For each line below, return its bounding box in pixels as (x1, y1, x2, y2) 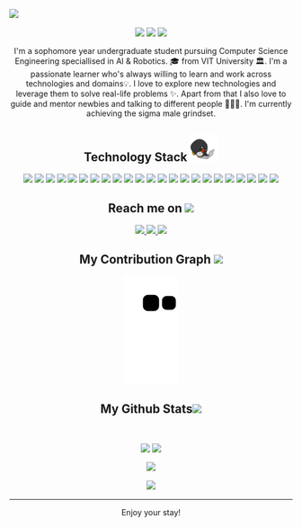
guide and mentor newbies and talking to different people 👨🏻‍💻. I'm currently (10, 99, 292, 109)
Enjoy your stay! (120, 506, 182, 517)
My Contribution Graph (79, 252, 211, 267)
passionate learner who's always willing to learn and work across (30, 68, 272, 79)
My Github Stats (100, 401, 193, 417)
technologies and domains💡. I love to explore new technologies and (25, 78, 277, 89)
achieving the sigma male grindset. (86, 108, 216, 119)
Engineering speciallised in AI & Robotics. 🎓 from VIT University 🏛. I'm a (14, 56, 288, 67)
